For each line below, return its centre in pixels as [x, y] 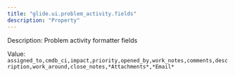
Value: [17, 54]
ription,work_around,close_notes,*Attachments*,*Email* [91, 66]
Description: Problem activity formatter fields [72, 40]
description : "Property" [44, 20]
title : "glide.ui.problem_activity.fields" [72, 14]
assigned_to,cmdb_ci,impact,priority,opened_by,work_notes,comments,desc [118, 60]
